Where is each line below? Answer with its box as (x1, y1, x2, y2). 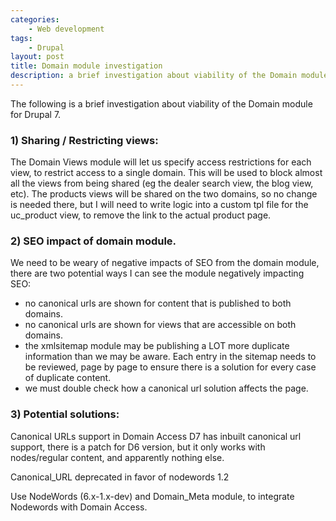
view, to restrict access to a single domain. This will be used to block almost (10, 167, 323, 179)
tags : (10, 33, 33, 43)
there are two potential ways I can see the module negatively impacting (10, 267, 305, 280)
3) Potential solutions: (10, 407, 120, 421)
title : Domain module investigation (10, 61, 163, 71)
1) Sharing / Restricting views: (10, 133, 159, 147)
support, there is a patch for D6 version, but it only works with (10, 441, 266, 453)
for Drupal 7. (10, 108, 62, 120)
